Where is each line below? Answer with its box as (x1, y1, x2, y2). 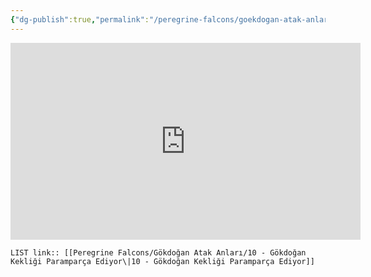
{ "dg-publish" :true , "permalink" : (10, 14, 150, 25)
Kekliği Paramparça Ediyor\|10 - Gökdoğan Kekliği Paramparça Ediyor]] (10, 256, 315, 266)
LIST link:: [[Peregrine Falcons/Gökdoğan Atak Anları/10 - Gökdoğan (10, 247, 307, 258)
